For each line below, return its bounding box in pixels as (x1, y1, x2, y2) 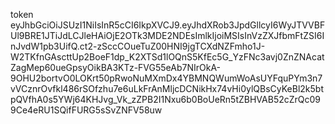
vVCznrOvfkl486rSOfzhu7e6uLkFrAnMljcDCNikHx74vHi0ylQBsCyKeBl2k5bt (10, 83, 324, 94)
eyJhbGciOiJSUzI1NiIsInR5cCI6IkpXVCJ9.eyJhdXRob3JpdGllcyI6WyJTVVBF (10, 19, 326, 31)
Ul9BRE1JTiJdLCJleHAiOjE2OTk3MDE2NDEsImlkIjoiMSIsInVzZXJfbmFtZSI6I (10, 30, 325, 41)
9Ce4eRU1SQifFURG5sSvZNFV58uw (10, 104, 163, 116)
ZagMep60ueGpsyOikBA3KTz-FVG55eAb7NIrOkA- (10, 62, 222, 73)
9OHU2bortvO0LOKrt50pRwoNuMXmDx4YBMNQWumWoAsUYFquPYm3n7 (10, 72, 323, 84)
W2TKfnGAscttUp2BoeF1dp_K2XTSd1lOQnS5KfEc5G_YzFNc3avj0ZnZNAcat (10, 51, 325, 63)
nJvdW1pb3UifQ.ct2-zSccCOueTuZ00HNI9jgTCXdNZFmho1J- (10, 40, 266, 52)
